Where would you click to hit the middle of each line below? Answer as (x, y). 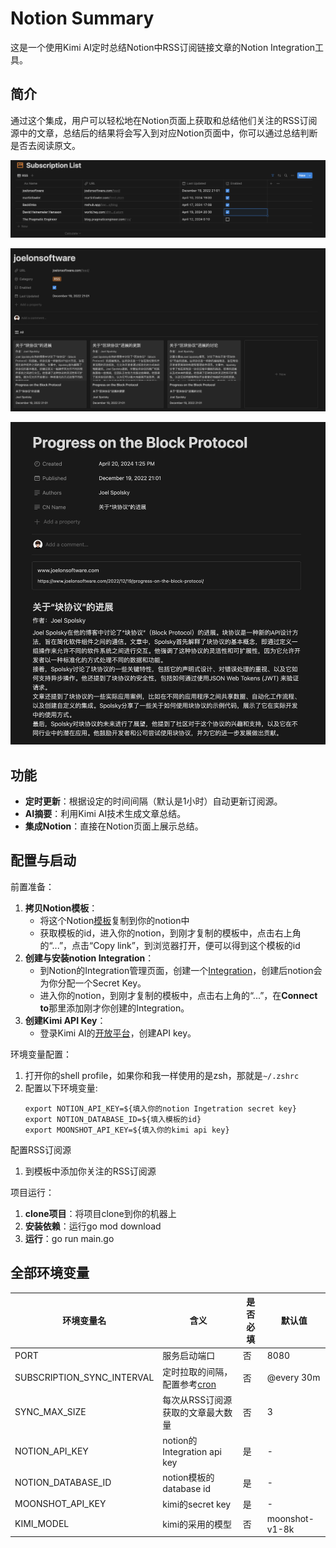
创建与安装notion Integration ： (89, 958)
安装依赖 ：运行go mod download (93, 1226)
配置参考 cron (189, 1384)
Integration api (192, 1452)
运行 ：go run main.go (69, 1238)
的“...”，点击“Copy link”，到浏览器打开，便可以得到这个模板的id (170, 945)
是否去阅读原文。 (45, 145)
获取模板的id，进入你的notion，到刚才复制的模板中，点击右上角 (170, 933)
